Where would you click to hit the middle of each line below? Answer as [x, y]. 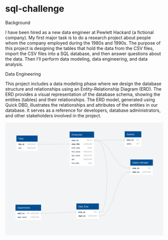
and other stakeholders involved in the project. [53, 115]
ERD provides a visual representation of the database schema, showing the [83, 94]
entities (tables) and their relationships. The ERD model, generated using [80, 99]
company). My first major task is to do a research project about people [78, 38]
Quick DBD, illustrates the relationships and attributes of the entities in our [81, 105]
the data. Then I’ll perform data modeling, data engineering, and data [76, 59]
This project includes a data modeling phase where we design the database [83, 84]
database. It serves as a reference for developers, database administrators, [83, 110]
